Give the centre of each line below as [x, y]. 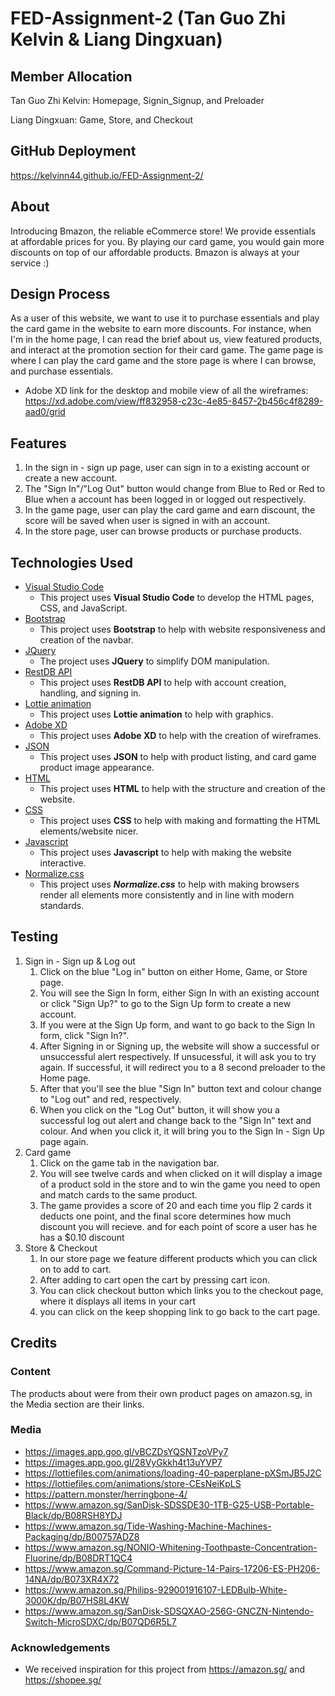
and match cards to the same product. [118, 1194]
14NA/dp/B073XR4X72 [72, 1579]
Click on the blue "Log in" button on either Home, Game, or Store [173, 971]
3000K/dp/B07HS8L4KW [77, 1600]
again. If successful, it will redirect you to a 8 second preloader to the [182, 1067]
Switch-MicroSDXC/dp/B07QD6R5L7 [100, 1621]
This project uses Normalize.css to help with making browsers [169, 884]
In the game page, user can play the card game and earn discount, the [170, 510]
